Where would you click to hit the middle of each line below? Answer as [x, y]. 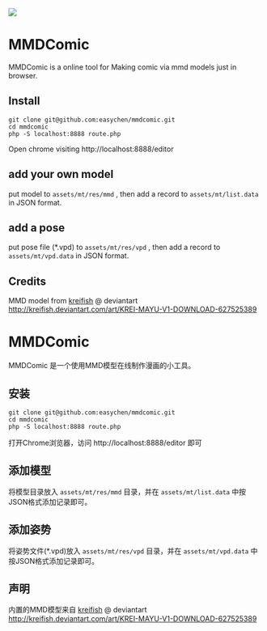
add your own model [61, 174]
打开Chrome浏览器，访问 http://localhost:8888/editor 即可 [105, 443]
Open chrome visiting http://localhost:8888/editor [91, 149]
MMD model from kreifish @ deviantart [73, 301]
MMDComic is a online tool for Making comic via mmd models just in [123, 67]
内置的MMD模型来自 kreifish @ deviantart [78, 610]
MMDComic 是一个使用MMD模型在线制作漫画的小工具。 [102, 366]
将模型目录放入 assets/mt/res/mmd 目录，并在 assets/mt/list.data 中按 [127, 491]
